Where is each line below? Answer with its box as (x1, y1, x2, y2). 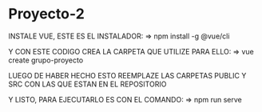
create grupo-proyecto (8, 55, 84, 65)
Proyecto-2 (8, 5, 85, 23)
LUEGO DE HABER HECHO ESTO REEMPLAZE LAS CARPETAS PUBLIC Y (8, 70, 247, 80)
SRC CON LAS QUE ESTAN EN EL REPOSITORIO (8, 79, 167, 89)
